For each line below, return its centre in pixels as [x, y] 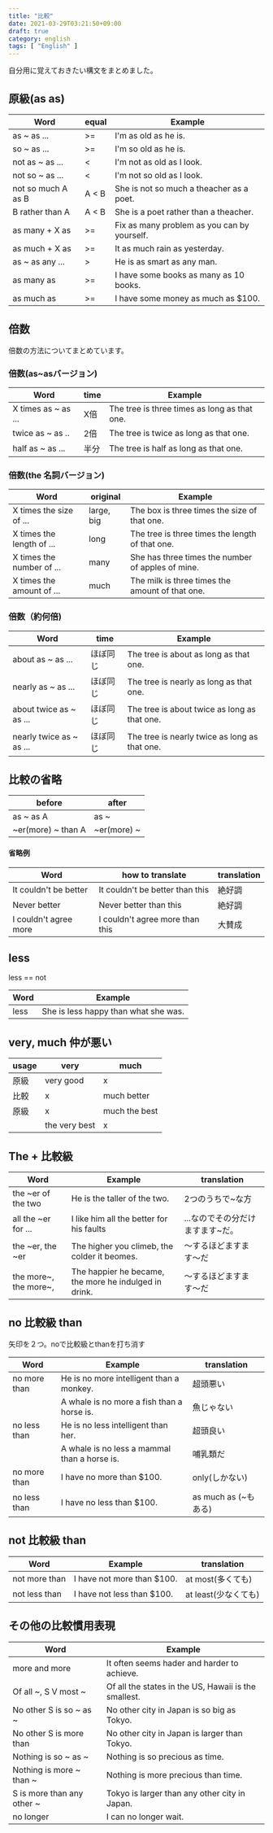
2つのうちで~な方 [218, 1199]
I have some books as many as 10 [180, 275]
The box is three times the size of [193, 511]
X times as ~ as [42, 409]
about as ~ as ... [43, 659]
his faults [89, 1229]
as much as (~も [223, 1496]
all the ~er [32, 1219]
